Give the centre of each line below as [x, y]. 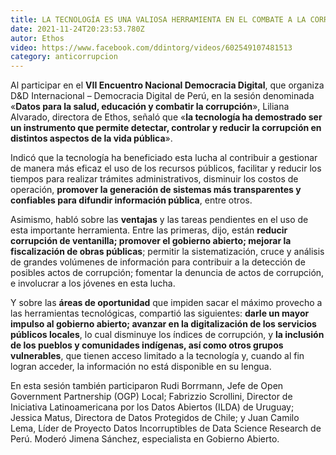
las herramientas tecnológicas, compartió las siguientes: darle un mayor [160, 313]
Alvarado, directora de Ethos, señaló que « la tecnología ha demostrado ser [166, 117]
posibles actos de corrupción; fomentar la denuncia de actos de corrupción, [167, 273]
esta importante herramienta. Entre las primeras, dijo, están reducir [149, 230]
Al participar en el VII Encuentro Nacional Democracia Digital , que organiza [167, 85]
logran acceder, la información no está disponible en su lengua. [141, 367]
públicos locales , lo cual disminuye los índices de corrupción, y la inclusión [167, 335]
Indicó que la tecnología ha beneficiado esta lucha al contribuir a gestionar [164, 158]
